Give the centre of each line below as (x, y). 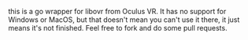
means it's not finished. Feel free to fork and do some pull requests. (118, 28)
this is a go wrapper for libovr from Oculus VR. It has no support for (117, 11)
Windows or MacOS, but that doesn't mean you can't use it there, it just (124, 20)
